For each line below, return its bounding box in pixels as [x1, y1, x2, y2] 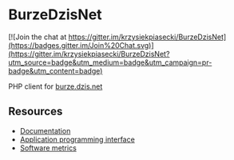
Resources [8, 105, 63, 118]
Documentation [19, 126, 71, 135]
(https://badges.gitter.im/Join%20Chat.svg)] [8, 40, 154, 50]
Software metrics [19, 142, 77, 153]
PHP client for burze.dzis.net [8, 82, 103, 91]
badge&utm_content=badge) [8, 66, 103, 75]
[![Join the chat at [8, 32, 67, 42]
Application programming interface [19, 134, 136, 144]
